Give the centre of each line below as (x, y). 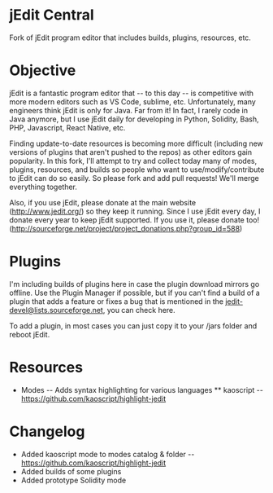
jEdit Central (52, 15)
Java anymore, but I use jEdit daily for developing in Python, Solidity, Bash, (134, 119)
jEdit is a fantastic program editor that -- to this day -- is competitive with (132, 93)
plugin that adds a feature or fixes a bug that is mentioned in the (117, 301)
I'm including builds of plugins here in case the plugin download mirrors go (134, 284)
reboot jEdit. (30, 334)
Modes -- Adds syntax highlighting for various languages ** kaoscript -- (142, 390)
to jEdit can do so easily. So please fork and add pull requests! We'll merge (134, 178)
